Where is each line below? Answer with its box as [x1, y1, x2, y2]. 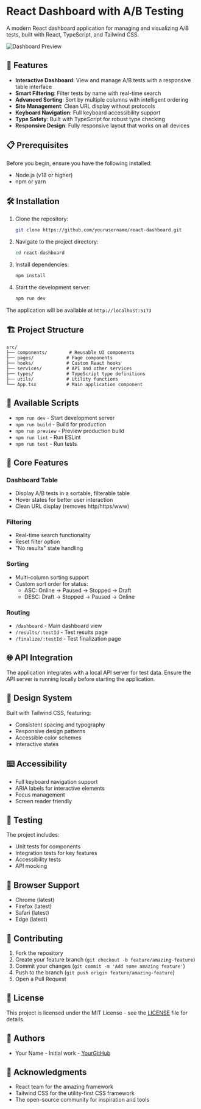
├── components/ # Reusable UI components [6, 349, 135, 356]
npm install [15, 273, 46, 279]
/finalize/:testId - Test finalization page [15, 635, 121, 643]
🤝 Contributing [6, 933, 63, 943]
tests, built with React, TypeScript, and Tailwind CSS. [6, 30, 139, 38]
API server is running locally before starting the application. [6, 675, 155, 683]
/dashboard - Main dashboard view [15, 622, 102, 630]
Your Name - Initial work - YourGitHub [15, 1049, 111, 1057]
